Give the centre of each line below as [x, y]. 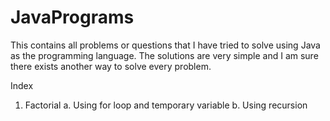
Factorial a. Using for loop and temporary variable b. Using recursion [166, 105]
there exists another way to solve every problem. [111, 66]
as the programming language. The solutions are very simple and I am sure [164, 55]
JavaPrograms [72, 17]
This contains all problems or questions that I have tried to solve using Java [165, 45]
